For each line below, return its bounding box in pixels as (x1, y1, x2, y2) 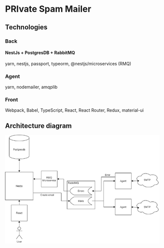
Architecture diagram (5, 122, 72, 130)
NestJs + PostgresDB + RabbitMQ (5, 50, 75, 56)
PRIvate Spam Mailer (5, 3, 92, 15)
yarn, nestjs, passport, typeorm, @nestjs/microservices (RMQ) (5, 60, 131, 67)
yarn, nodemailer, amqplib (5, 84, 58, 90)
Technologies (5, 23, 48, 31)
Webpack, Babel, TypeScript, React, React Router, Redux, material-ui (5, 107, 144, 113)
